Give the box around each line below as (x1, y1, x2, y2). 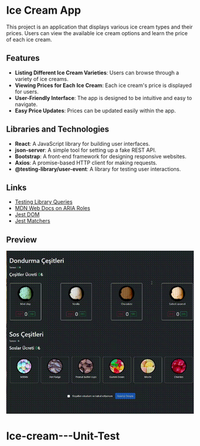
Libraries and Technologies (6, 124, 110, 135)
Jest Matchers (14, 217, 51, 224)
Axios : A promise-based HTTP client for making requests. (14, 159, 158, 166)
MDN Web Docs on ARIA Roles (14, 205, 90, 212)
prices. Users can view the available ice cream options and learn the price (6, 29, 188, 36)
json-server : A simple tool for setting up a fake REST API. (14, 146, 157, 154)
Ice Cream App (6, 4, 82, 17)
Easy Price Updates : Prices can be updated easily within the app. (14, 107, 176, 114)
